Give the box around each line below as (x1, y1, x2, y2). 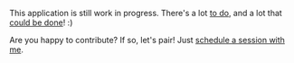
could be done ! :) (9, 17, 73, 28)
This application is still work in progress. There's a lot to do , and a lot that (9, 8, 282, 18)
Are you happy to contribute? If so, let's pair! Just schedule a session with (9, 35, 285, 45)
